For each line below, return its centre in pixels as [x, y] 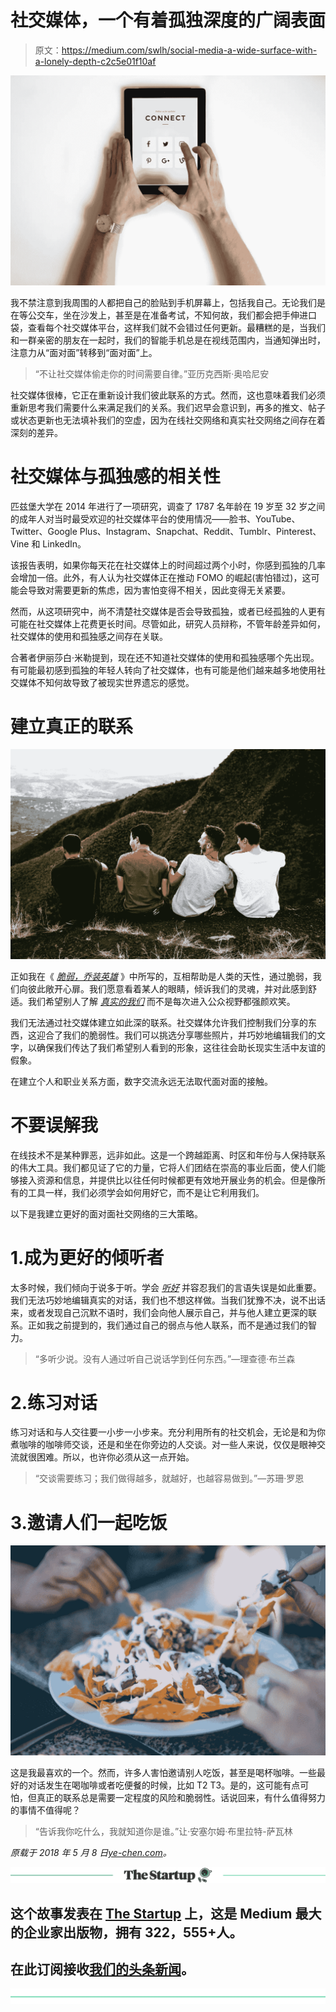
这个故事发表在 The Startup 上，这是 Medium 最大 [166, 1913]
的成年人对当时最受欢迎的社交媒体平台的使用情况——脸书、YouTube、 [155, 518]
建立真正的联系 [72, 726]
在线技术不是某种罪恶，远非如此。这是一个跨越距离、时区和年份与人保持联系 [168, 1155]
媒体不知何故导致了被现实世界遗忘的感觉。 [106, 682]
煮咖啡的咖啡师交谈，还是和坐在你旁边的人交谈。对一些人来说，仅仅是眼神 [163, 1445]
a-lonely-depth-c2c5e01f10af [95, 61]
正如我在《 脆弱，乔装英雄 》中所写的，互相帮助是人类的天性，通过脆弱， [161, 976]
